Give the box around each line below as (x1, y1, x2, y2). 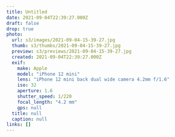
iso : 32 (17, 82, 36, 89)
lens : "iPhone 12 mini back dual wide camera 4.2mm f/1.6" (17, 76, 170, 82)
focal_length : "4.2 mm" (17, 99, 78, 105)
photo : (6, 32, 23, 38)
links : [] (6, 122, 32, 128)
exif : (12, 59, 26, 65)
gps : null (17, 104, 43, 111)
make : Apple (17, 65, 47, 72)
